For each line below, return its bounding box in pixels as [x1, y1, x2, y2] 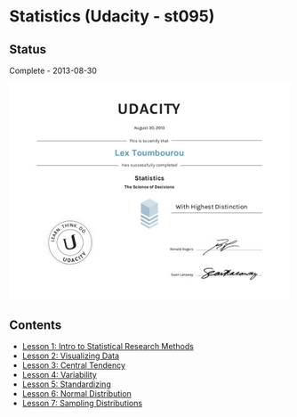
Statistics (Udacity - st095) [9, 6, 215, 27]
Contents [9, 317, 62, 332]
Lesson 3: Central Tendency [21, 360, 126, 371]
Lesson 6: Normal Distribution [21, 388, 132, 399]
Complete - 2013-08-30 [9, 65, 98, 76]
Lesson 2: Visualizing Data [21, 350, 120, 362]
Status [9, 42, 47, 57]
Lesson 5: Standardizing [21, 379, 111, 389]
